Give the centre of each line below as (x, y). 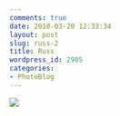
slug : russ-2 (34, 43)
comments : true (38, 18)
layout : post (34, 34)
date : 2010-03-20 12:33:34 (60, 26)
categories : (32, 69)
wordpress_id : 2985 (46, 60)
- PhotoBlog (32, 77)
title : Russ (32, 52)
